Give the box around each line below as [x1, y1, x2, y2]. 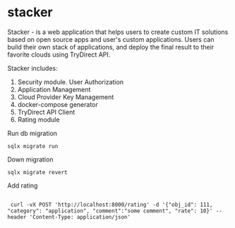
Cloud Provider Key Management [17, 93, 114, 101]
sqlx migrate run [7, 142, 59, 149]
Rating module [17, 115, 60, 124]
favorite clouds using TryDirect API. [7, 50, 111, 59]
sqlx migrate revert [7, 169, 68, 176]
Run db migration [7, 129, 58, 137]
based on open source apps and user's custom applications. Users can [7, 35, 215, 43]
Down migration [7, 155, 54, 164]
